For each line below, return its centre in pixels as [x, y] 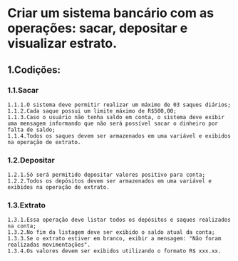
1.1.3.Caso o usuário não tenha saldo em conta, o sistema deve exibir [116, 117]
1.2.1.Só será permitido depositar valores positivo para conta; [106, 175]
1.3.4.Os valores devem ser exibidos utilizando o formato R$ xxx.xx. [114, 251]
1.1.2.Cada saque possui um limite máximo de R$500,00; [92, 111]
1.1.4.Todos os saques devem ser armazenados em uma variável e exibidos [119, 136]
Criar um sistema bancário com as [111, 13]
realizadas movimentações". [49, 245]
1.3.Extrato [27, 205]
